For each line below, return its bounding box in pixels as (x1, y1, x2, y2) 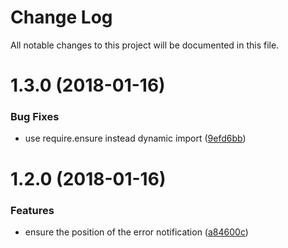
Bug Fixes (10, 110, 60, 124)
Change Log (10, 6, 113, 29)
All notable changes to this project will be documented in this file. (10, 39, 280, 51)
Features (10, 203, 55, 217)
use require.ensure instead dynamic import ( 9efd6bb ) (24, 132, 247, 145)
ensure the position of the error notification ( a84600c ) (24, 226, 249, 238)
